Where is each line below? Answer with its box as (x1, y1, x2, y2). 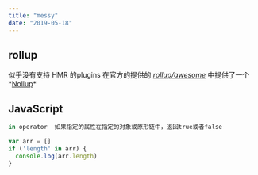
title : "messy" (8, 11, 59, 20)
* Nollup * (8, 79, 37, 89)
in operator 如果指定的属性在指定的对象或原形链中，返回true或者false (8, 124, 222, 131)
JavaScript (8, 102, 64, 116)
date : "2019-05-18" (8, 19, 73, 27)
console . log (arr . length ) (15, 152, 98, 160)
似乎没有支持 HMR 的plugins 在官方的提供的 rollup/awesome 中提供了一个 (8, 70, 250, 80)
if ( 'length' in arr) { (8, 144, 87, 153)
